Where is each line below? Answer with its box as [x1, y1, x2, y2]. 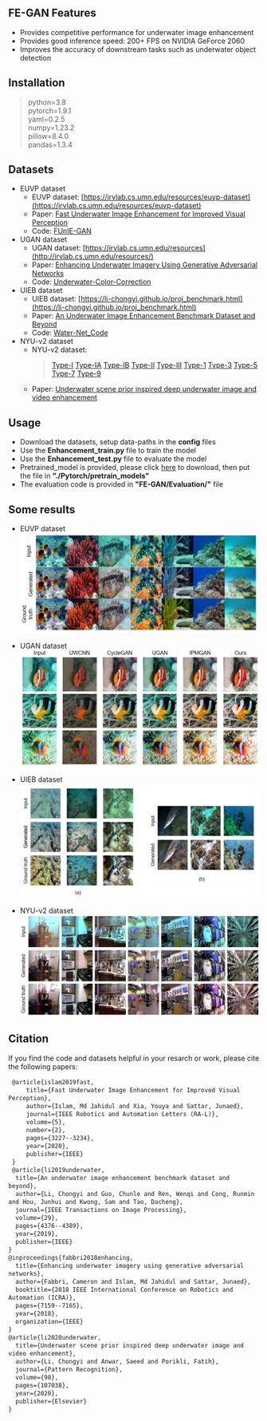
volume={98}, [15, 1373, 59, 1381]
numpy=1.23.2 [27, 123, 75, 132]
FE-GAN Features [8, 6, 97, 20]
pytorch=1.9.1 [27, 105, 72, 115]
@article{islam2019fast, [11, 1078, 94, 1086]
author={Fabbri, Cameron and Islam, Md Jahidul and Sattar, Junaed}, [15, 1277, 251, 1285]
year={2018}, [15, 1309, 59, 1317]
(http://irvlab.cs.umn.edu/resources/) [31, 251, 154, 262]
